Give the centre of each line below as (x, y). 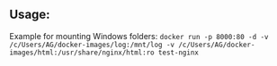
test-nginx (179, 53)
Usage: (30, 15)
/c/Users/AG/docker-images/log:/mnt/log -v (92, 45)
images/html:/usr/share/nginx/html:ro (82, 53)
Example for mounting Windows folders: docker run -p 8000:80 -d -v (139, 36)
